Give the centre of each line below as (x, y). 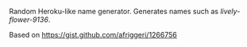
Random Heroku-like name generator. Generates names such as (114, 11)
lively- (230, 11)
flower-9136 (29, 20)
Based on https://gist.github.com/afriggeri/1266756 (93, 35)
